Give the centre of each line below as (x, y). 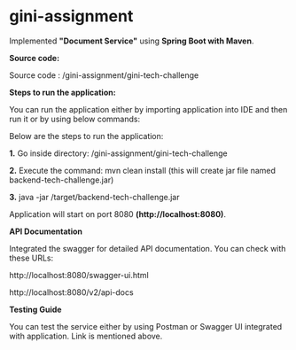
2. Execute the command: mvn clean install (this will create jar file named (143, 170)
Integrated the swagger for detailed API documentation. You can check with (148, 248)
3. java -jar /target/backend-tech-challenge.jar (94, 197)
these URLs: (31, 258)
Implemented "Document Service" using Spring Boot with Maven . (132, 41)
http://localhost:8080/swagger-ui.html (79, 275)
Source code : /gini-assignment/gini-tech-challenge (104, 75)
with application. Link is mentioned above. (86, 336)
